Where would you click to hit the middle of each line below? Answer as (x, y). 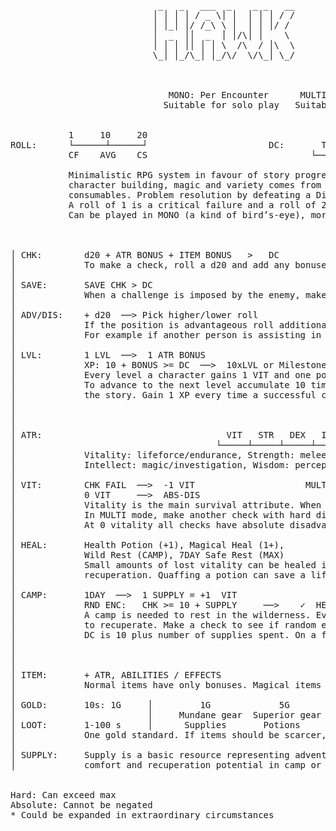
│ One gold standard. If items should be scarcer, (168, 735)
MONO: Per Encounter (219, 95)
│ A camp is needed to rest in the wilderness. (161, 615)
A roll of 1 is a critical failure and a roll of (192, 205)
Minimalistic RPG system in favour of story (179, 175)
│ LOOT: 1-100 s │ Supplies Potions (155, 725)
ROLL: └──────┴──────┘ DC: (147, 145)
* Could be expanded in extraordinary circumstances (142, 815)
